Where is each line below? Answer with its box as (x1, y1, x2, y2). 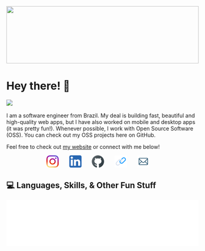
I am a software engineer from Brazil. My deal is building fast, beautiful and (6, 112, 195, 119)
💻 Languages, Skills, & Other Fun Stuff (6, 180, 157, 191)
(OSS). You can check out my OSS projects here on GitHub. (6, 131, 156, 139)
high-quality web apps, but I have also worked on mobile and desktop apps (6, 118, 196, 125)
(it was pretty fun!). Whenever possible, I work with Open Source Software (6, 125, 193, 132)
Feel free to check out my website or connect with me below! (6, 143, 160, 150)
